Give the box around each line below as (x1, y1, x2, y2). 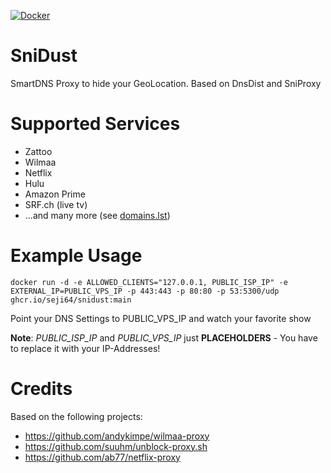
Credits (10, 378, 73, 400)
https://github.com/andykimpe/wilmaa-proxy (24, 430, 210, 442)
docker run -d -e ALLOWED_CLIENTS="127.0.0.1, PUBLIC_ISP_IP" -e (10, 277, 288, 287)
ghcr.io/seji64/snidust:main (10, 295, 132, 305)
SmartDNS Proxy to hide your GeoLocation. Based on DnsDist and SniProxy (10, 77, 322, 89)
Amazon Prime (24, 188, 86, 200)
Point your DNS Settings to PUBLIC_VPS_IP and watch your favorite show (10, 312, 312, 324)
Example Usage (10, 245, 143, 267)
